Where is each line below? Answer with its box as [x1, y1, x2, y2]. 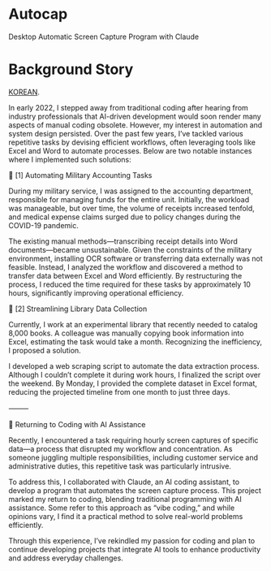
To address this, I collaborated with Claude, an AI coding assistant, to [8, 477, 240, 487]
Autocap [8, 5, 68, 24]
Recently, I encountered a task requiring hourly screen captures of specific [8, 435, 259, 445]
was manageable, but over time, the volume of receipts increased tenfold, [8, 203, 256, 213]
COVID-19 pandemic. [8, 220, 79, 230]
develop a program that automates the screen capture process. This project [8, 485, 262, 495]
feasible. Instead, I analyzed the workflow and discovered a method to [8, 262, 243, 272]
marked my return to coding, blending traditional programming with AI [8, 494, 242, 504]
